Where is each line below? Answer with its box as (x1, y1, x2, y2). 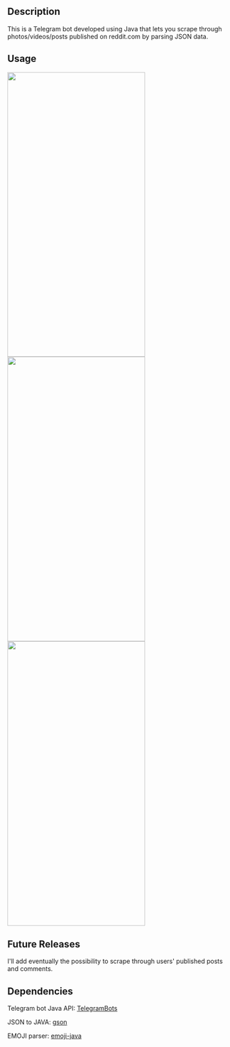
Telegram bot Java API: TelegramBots (7, 1004, 118, 1013)
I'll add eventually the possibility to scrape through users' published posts (7, 957, 224, 966)
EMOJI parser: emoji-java (7, 1031, 82, 1041)
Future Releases (7, 938, 80, 950)
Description (7, 6, 60, 18)
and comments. (7, 964, 53, 973)
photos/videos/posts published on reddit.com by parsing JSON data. (7, 32, 209, 41)
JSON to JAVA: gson (7, 1018, 67, 1026)
